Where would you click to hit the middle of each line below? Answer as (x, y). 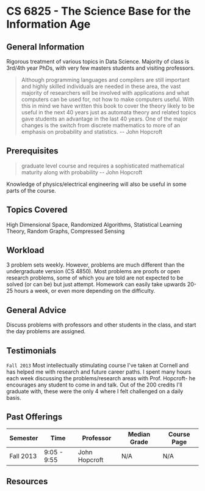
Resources (27, 482)
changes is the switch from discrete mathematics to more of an (101, 125)
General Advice (36, 310)
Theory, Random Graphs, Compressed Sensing (66, 231)
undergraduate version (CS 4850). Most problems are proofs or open (93, 271)
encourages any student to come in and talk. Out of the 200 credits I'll (94, 385)
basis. (14, 398)
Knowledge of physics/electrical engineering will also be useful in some (96, 184)
